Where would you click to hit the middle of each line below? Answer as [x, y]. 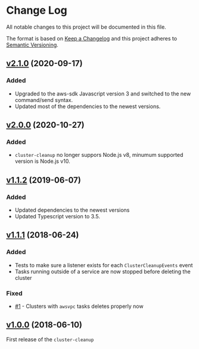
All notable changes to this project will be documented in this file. [86, 27]
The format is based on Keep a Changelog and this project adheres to [92, 38]
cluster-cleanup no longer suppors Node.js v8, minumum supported [99, 155]
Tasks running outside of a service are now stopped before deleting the [102, 271]
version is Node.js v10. [42, 161]
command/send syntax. [44, 100]
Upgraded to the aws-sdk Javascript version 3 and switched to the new [103, 94]
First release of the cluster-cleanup [50, 339]
